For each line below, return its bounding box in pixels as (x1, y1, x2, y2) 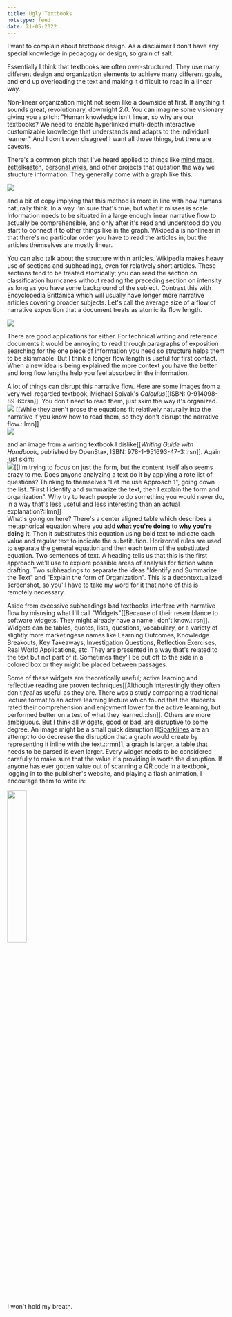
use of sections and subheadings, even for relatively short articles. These (7, 262, 216, 270)
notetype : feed (7, 17, 51, 24)
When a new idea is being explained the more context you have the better (7, 361, 217, 370)
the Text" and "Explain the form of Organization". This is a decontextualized (7, 574, 222, 582)
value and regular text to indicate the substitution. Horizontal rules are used (7, 537, 222, 545)
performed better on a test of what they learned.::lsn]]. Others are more (7, 711, 211, 719)
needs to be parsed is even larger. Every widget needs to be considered (7, 747, 212, 756)
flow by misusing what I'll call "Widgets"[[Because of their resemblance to (7, 609, 219, 617)
